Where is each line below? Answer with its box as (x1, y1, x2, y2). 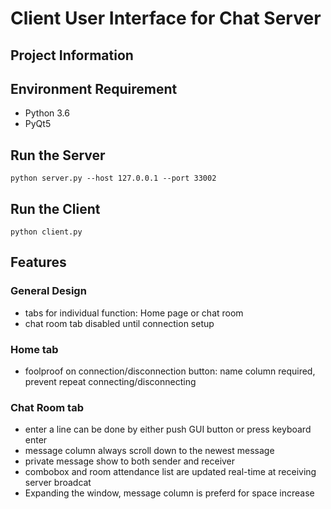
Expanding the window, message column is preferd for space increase (24, 487, 315, 499)
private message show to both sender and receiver (24, 455, 236, 467)
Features (10, 254, 67, 271)
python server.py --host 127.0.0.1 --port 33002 (10, 173, 217, 184)
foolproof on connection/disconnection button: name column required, (24, 365, 316, 377)
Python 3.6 (24, 107, 70, 119)
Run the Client (10, 200, 101, 217)
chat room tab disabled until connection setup (24, 317, 215, 329)
